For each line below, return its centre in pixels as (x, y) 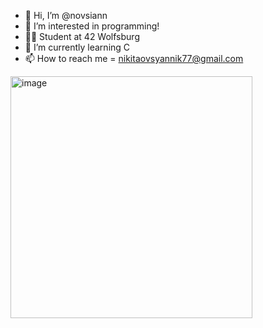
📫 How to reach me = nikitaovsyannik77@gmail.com (134, 58)
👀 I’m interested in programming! (92, 26)
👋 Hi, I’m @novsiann (66, 15)
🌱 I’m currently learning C (77, 47)
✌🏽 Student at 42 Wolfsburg (82, 36)
